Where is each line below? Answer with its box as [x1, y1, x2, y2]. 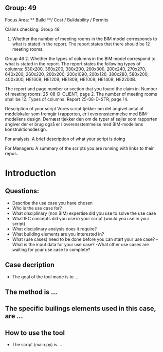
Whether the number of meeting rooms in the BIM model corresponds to [12, 36, 157, 41]
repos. [5, 150, 18, 156]
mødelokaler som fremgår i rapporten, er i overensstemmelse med [5, 111, 138, 117]
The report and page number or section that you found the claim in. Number [5, 85, 158, 92]
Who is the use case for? [12, 205, 62, 211]
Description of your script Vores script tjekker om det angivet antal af [5, 105, 144, 111]
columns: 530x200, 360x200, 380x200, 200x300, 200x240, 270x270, [5, 66, 146, 72]
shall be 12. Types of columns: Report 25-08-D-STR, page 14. [5, 96, 128, 102]
